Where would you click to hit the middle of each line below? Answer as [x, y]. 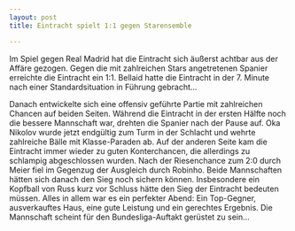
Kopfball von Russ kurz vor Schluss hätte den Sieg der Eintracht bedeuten [144, 189]
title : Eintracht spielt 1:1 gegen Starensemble [101, 26]
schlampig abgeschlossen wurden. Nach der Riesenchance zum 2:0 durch [145, 160]
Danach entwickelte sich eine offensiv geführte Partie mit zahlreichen [136, 104]
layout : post [33, 17]
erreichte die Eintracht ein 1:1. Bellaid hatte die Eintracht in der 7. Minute [140, 77]
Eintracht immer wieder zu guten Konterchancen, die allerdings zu [130, 150]
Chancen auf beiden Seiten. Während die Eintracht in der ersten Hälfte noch [147, 113]
